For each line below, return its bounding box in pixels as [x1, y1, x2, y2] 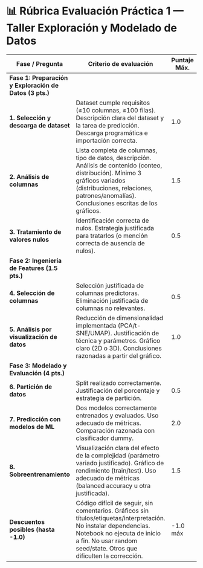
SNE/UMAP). [76, 329, 113, 337]
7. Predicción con [9, 415, 61, 423]
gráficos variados [76, 176, 126, 184]
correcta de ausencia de [76, 239, 145, 247]
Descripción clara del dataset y [76, 114, 164, 122]
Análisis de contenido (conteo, [76, 161, 163, 169]
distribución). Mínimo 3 [76, 169, 142, 177]
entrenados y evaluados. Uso [76, 411, 159, 419]
